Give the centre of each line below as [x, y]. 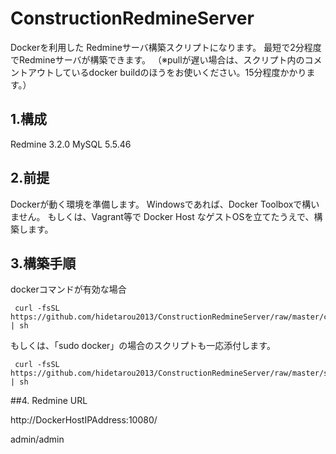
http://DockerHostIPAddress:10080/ [84, 420]
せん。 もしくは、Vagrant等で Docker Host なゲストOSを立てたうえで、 [166, 216]
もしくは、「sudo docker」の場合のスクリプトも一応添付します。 [143, 346]
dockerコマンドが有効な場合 [68, 289]
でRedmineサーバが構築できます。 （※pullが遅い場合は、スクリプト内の [157, 59]
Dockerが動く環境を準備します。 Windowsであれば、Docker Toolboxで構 [161, 204]
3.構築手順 [43, 263]
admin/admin [37, 439]
